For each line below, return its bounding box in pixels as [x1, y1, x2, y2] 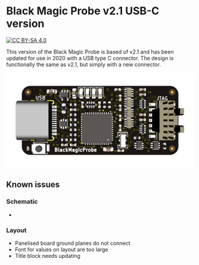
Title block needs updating [14, 252, 80, 259]
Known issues [6, 180, 60, 190]
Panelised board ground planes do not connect [14, 239, 130, 246]
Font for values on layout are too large [14, 246, 108, 253]
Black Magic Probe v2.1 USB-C [6, 4, 160, 18]
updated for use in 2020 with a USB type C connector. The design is [6, 54, 174, 61]
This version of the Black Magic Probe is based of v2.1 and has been [6, 48, 174, 55]
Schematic [6, 198, 38, 206]
